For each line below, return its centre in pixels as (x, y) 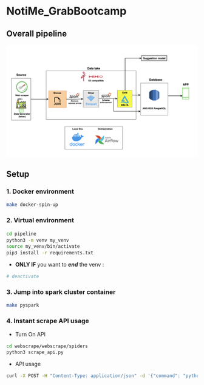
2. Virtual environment (40, 220)
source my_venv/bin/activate (43, 247)
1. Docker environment (40, 191)
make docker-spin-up (32, 205)
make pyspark (23, 305)
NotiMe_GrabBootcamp (66, 11)
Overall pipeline (37, 34)
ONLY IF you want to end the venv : (59, 265)
